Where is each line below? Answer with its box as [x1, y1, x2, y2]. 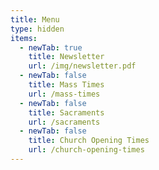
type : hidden [10, 24, 65, 34]
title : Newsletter [28, 52, 105, 62]
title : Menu [10, 14, 60, 25]
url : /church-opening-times [28, 145, 145, 155]
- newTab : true [19, 42, 83, 53]
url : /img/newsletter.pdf [28, 61, 137, 71]
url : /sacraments [28, 117, 101, 127]
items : [10, 33, 38, 43]
